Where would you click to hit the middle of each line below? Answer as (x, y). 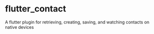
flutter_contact (35, 9)
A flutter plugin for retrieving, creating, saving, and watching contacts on (77, 22)
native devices (20, 27)
